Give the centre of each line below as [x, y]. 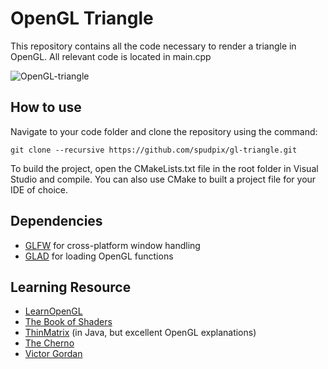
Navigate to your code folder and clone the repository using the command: [164, 131]
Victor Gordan [53, 354]
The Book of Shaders [68, 322]
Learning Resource [71, 287]
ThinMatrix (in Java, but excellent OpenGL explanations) [140, 333]
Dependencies [56, 221]
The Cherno [49, 343]
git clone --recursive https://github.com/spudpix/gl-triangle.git [154, 150]
